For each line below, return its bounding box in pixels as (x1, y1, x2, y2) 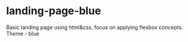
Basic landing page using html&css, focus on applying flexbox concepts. (6, 24, 183, 31)
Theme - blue (6, 30, 40, 37)
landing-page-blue (6, 4, 101, 18)
